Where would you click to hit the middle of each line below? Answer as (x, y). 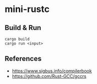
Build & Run (23, 28)
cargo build (17, 39)
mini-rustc (27, 9)
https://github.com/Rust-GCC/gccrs (49, 76)
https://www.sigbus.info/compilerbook (52, 70)
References (23, 59)
